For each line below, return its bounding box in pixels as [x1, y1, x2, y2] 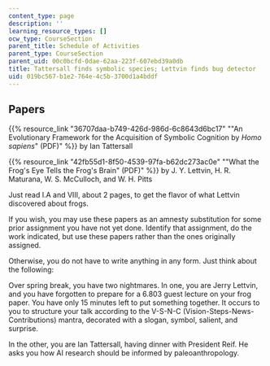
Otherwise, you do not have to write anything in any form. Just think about [8, 256, 258, 266]
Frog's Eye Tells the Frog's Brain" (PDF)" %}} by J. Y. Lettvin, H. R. [8, 166, 232, 176]
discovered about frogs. [8, 198, 89, 208]
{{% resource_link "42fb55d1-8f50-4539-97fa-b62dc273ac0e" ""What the [8, 157, 259, 167]
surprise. [8, 324, 39, 333]
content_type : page [8, 11, 75, 20]
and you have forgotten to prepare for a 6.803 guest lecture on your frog [8, 290, 252, 299]
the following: [8, 265, 54, 275]
